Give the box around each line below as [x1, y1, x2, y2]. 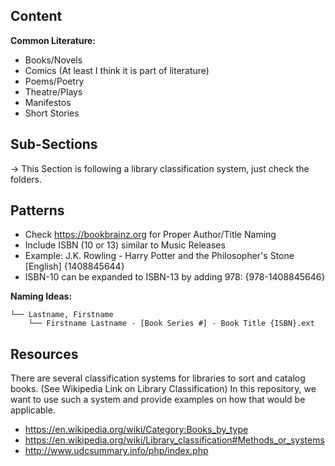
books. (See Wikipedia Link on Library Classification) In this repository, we [10, 383, 317, 395]
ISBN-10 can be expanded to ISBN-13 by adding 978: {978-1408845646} [24, 271, 326, 283]
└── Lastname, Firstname [10, 310, 114, 320]
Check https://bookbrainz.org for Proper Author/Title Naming [24, 229, 277, 241]
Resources [10, 345, 79, 363]
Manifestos [24, 96, 72, 108]
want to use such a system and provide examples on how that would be [10, 394, 306, 406]
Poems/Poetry [24, 75, 85, 87]
